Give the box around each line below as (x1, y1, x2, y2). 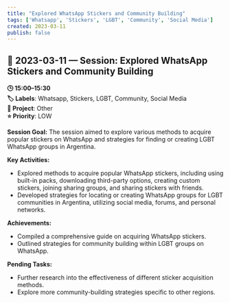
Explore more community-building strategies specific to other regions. (16, 288, 216, 296)
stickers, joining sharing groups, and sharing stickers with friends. (16, 183, 204, 192)
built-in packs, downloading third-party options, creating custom (16, 177, 200, 185)
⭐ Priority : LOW (7, 112, 52, 120)
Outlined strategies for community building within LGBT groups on (16, 240, 205, 248)
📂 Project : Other (7, 104, 53, 113)
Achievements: (7, 219, 51, 227)
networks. (16, 205, 46, 214)
